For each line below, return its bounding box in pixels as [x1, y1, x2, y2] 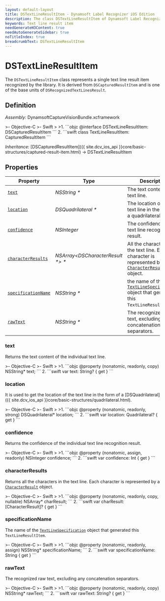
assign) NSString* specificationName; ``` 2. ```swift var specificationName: [5, 547, 156, 553]
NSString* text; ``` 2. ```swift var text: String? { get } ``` [5, 368, 114, 374]
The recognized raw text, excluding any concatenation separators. [5, 575, 139, 582]
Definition [5, 101, 36, 109]
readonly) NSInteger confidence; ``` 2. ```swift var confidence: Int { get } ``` [5, 455, 156, 461]
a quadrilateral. [127, 212, 162, 219]
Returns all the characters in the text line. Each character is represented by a [5, 478, 160, 484]
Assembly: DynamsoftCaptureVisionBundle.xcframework [5, 114, 120, 120]
